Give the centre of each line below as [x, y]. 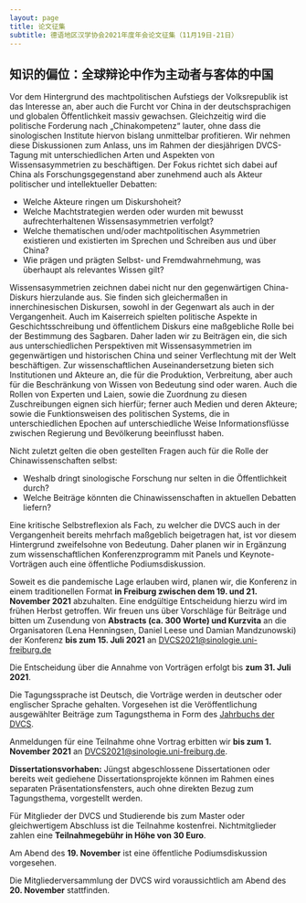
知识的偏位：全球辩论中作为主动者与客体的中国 [142, 74]
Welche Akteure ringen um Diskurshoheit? [102, 202]
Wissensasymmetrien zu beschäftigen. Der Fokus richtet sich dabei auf [144, 165]
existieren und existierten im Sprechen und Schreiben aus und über [149, 241]
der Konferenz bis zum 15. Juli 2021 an [83, 640]
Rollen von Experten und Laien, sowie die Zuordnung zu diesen [128, 395]
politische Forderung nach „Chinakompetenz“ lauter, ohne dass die [135, 126]
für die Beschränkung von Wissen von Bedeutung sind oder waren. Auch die [153, 385]
